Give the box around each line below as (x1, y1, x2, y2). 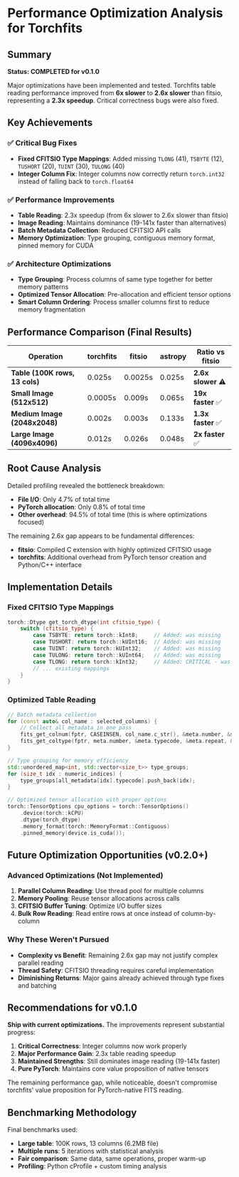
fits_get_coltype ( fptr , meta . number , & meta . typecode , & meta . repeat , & (20, 738, 234, 745)
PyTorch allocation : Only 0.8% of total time (17, 502, 146, 511)
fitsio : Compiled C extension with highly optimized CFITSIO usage (17, 545, 212, 554)
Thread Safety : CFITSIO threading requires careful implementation (17, 966, 214, 974)
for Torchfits (7, 20, 83, 36)
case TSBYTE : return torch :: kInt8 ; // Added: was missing (33, 632, 221, 639)
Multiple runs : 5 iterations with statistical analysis (17, 1147, 164, 1156)
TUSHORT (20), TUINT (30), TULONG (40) (17, 162, 125, 170)
